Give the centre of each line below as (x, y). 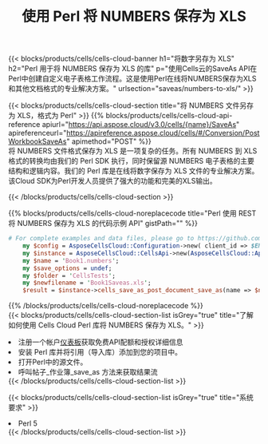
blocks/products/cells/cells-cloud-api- (169, 116)
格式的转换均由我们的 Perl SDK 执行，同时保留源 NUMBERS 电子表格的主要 (132, 161)
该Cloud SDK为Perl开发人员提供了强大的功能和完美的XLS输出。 (112, 181)
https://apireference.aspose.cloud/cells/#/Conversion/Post (163, 133)
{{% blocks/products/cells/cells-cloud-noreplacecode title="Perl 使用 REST (132, 213)
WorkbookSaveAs (37, 141)
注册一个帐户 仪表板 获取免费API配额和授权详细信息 (101, 342)
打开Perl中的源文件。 (53, 362)
